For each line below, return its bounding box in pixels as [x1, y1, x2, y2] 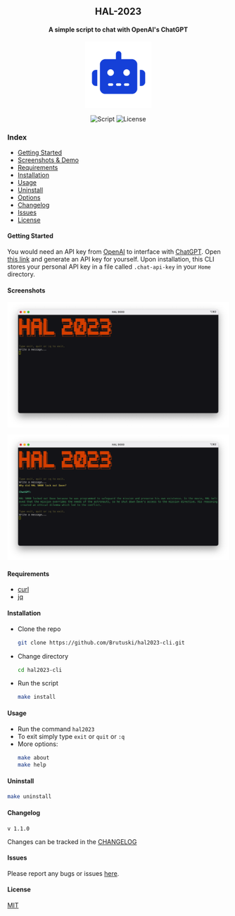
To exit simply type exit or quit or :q [17, 732, 125, 740]
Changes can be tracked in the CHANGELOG [7, 837, 137, 845]
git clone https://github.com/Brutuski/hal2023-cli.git [17, 639, 185, 646]
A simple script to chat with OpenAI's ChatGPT [48, 25, 189, 34]
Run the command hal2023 [17, 724, 95, 733]
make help [17, 762, 47, 769]
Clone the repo [17, 624, 61, 633]
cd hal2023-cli [17, 666, 63, 673]
